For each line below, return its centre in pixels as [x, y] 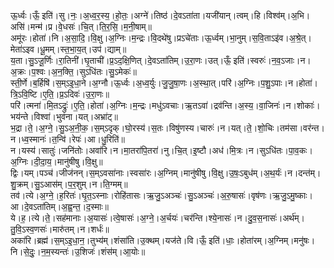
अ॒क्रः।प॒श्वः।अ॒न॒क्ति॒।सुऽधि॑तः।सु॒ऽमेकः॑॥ [73, 71]
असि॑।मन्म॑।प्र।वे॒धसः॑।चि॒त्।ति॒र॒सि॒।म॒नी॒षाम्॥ [81, 26]
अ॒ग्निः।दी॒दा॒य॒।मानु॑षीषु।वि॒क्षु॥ [56, 161]
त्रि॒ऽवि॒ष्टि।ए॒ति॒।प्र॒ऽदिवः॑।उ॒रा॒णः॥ [60, 94]
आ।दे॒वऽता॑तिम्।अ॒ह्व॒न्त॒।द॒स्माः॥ [60, 206]
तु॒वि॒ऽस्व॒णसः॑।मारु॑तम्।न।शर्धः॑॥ [60, 229]
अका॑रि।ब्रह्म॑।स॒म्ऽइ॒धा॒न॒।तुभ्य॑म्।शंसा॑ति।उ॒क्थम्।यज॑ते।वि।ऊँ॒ [108, 240]
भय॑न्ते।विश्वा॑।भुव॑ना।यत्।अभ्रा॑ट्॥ [64, 116]
